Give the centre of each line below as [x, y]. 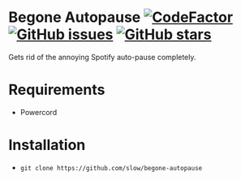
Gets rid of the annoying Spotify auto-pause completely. [102, 57]
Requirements [57, 90]
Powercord [39, 112]
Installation [47, 145]
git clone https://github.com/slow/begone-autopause [111, 168]
